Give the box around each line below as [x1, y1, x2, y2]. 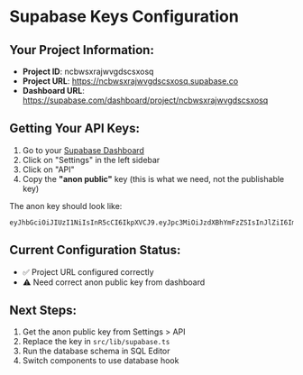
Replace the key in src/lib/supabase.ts [22, 336, 170, 347]
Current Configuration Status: [9, 242, 181, 258]
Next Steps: [9, 303, 77, 318]
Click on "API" [22, 164, 75, 175]
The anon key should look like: [9, 200, 123, 211]
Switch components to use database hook [22, 355, 179, 366]
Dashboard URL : [22, 86, 86, 96]
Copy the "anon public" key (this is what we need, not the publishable [22, 173, 285, 184]
